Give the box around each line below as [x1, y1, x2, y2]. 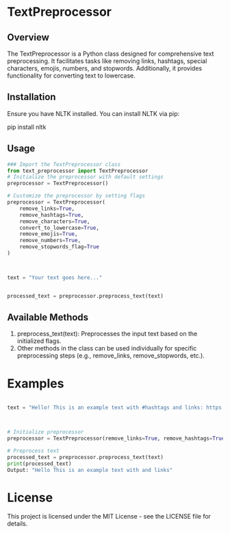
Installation [7, 91, 56, 103]
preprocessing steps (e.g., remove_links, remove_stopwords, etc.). [16, 351, 205, 360]
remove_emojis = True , [19, 230, 78, 237]
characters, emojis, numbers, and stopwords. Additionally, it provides [7, 64, 203, 72]
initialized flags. [16, 337, 62, 345]
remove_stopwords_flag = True [19, 244, 99, 250]
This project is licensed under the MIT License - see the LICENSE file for [7, 512, 211, 521]
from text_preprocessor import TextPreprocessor [7, 167, 149, 174]
